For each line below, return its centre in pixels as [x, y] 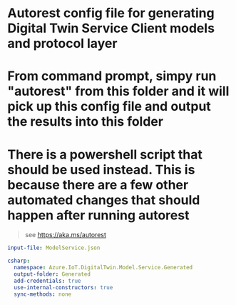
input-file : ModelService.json [54, 248]
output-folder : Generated [52, 274]
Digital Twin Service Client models [111, 28]
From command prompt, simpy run [112, 76]
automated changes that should [104, 200]
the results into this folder [86, 122]
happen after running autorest [98, 215]
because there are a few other [98, 185]
